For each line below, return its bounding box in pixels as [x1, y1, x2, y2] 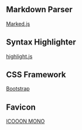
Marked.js [6, 20, 30, 27]
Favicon [6, 102, 36, 112]
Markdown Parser [6, 5, 73, 15]
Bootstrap [6, 85, 30, 93]
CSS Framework [6, 70, 66, 80]
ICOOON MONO [6, 118, 45, 125]
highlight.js [6, 53, 33, 60]
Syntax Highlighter [6, 37, 76, 47]
